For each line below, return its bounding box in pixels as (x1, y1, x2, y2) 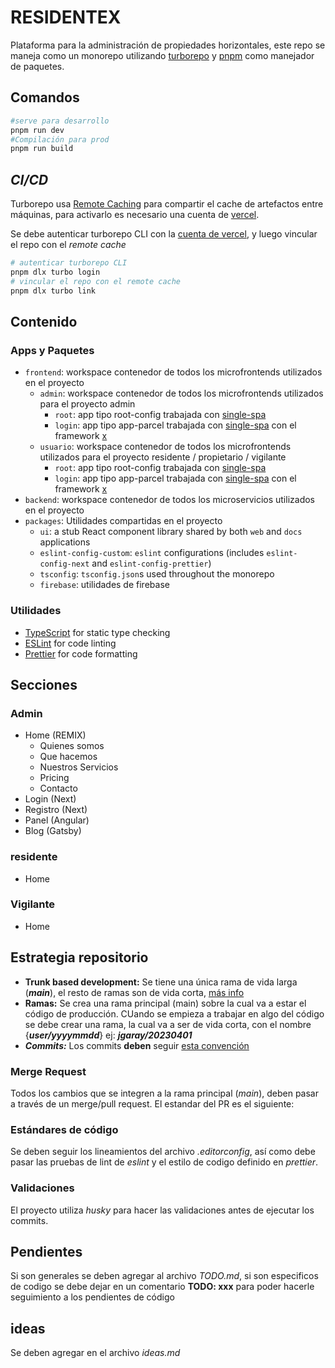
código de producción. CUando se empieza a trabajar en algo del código (24, 1007, 325, 1020)
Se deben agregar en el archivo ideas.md (10, 1347, 181, 1359)
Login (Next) (24, 793, 77, 805)
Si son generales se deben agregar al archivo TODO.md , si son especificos (10, 1270, 319, 1282)
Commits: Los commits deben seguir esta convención (24, 1039, 250, 1051)
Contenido (10, 313, 78, 330)
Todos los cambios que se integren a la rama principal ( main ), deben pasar (10, 1087, 320, 1099)
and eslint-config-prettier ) (91, 557, 212, 570)
